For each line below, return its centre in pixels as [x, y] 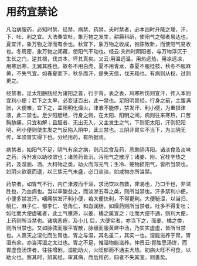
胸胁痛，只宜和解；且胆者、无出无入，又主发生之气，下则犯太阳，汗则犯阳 [96, 122]
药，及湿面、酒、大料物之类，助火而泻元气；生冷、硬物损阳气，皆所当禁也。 [98, 164]
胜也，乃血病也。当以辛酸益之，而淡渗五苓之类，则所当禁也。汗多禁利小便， [98, 191]
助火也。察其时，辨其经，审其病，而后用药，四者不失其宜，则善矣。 [88, 257]
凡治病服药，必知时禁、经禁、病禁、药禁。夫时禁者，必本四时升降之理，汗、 [98, 29]
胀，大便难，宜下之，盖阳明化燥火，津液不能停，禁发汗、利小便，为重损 [93, 108]
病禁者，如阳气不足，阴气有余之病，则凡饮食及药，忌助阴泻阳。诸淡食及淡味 [98, 149]
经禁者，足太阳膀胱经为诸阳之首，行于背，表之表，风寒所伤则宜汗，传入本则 [98, 93]
